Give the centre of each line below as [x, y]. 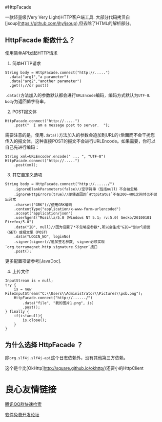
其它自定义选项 [27, 175]
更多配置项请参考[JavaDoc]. [33, 261]
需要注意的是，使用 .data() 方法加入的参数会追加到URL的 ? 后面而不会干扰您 [80, 135]
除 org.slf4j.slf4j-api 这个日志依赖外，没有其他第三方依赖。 [67, 357]
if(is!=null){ [28, 316]
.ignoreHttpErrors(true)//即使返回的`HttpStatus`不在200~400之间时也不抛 [86, 194]
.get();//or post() [29, 85]
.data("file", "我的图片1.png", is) [58, 303]
